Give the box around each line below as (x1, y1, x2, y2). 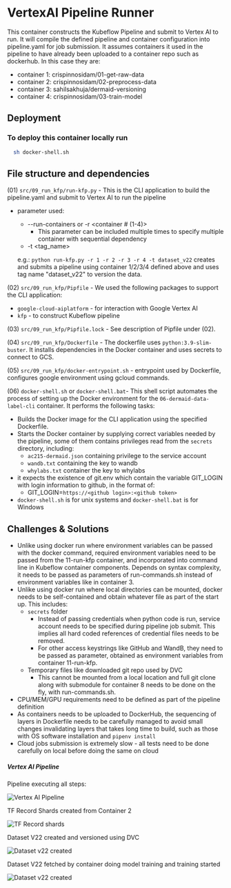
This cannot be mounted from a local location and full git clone (37, 673, 216, 682)
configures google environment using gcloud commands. (7, 374, 170, 382)
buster (7, 347, 26, 354)
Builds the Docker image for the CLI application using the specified (17, 415, 208, 424)
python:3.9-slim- (161, 339, 212, 346)
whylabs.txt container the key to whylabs (27, 466, 145, 475)
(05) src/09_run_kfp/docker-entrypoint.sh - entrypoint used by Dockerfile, (7, 366, 221, 375)
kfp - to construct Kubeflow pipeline (17, 312, 121, 320)
